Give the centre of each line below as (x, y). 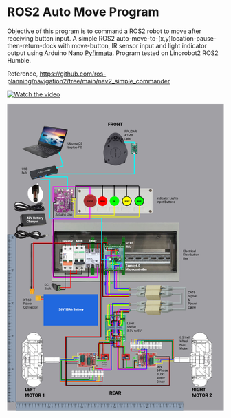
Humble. (19, 60)
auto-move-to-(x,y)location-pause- (166, 38)
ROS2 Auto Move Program (83, 12)
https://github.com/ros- (73, 74)
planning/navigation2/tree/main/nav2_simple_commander (89, 81)
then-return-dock (32, 45)
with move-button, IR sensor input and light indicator (133, 45)
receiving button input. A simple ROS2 (61, 38)
